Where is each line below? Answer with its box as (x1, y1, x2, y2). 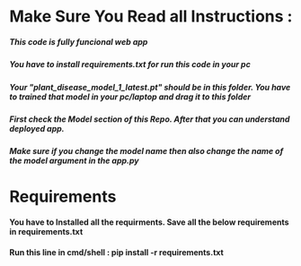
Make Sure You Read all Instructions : (9, 6, 293, 27)
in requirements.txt (9, 227, 84, 237)
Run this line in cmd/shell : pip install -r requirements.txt (9, 246, 225, 257)
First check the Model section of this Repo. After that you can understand (9, 114, 290, 124)
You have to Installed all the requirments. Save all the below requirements (9, 217, 289, 227)
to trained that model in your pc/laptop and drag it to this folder (9, 91, 252, 102)
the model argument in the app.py (9, 155, 139, 167)
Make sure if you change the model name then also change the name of (9, 146, 284, 157)
